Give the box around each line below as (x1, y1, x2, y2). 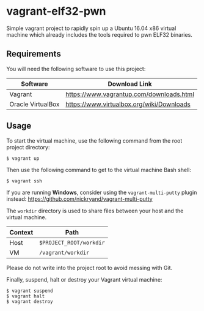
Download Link (107, 80, 152, 88)
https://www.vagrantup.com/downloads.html (65, 90, 194, 99)
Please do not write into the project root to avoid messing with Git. (6, 264, 173, 271)
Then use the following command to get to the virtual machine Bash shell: (6, 166, 191, 173)
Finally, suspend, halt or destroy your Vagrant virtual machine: (6, 275, 162, 283)
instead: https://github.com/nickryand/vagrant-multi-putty (6, 195, 153, 203)
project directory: (6, 143, 50, 151)
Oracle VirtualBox (9, 100, 60, 108)
